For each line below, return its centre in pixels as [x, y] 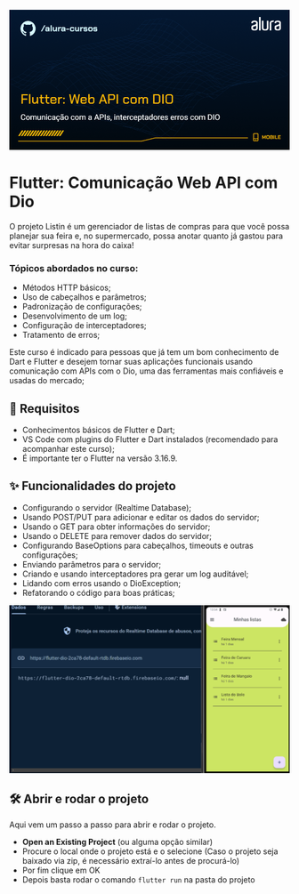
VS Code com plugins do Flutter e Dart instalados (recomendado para [150, 439]
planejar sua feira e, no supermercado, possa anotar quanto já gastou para [146, 236]
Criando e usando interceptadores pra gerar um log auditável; [135, 574]
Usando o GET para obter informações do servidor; [116, 527]
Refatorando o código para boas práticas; [98, 592]
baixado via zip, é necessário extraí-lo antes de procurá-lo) [131, 861]
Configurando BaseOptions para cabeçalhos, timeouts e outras [137, 545]
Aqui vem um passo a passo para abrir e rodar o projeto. [113, 825]
